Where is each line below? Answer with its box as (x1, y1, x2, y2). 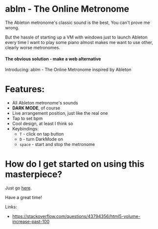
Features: (5, 84, 45, 95)
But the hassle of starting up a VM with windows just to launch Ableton (5, 34, 148, 40)
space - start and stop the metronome (19, 142, 95, 147)
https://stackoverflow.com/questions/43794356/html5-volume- (12, 213, 140, 219)
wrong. (5, 24, 20, 30)
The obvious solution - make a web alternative (5, 56, 101, 62)
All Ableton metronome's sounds (12, 100, 78, 106)
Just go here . (5, 185, 32, 191)
